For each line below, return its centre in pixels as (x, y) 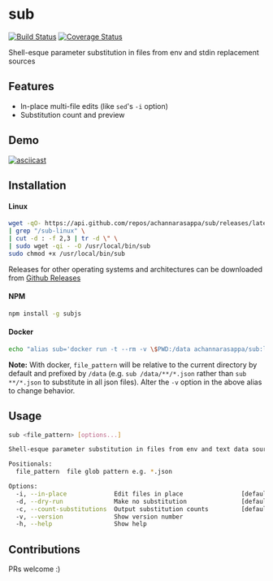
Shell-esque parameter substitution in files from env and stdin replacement (134, 52)
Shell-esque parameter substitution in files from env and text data (129, 449)
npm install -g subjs (45, 314)
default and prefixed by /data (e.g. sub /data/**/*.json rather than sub (128, 373)
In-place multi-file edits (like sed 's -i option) (94, 106)
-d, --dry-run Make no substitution (101, 501)
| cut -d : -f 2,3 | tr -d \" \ (63, 238)
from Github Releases (45, 278)
